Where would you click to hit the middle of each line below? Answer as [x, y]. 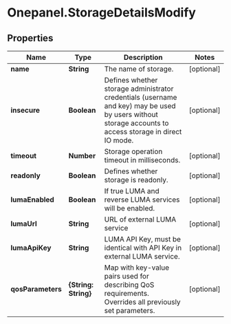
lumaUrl [24, 224]
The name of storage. [139, 69]
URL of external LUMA [140, 219]
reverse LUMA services [142, 199]
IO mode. [119, 140]
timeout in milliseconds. [142, 160]
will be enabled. [130, 208]
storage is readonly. [136, 180]
